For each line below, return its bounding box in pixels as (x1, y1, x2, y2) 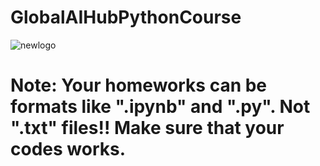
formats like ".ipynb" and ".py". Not (10, 96, 311, 118)
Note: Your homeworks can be (10, 74, 268, 97)
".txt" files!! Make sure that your (10, 117, 285, 140)
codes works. (10, 138, 126, 161)
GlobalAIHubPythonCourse (10, 6, 242, 29)
